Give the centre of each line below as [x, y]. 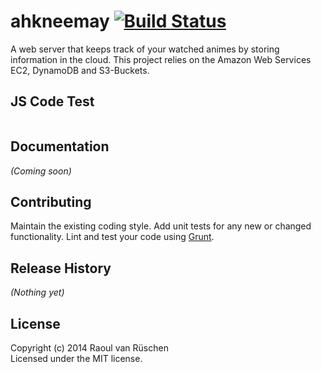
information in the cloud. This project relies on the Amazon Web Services [161, 59]
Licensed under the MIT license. [76, 358]
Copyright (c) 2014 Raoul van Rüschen [89, 348]
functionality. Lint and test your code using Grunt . [112, 237]
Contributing [51, 201]
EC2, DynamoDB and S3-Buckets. [80, 70]
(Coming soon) [41, 171]
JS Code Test [52, 101]
